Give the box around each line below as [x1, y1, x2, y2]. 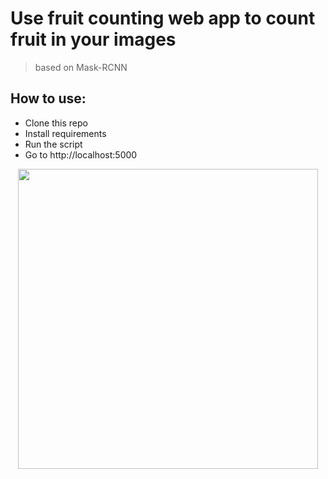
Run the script [24, 138, 83, 150]
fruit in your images [10, 28, 177, 51]
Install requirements [24, 127, 107, 139]
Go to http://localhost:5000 [24, 148, 138, 161]
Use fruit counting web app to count [10, 7, 316, 30]
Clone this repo [24, 117, 88, 129]
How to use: [10, 90, 87, 107]
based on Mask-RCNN [34, 61, 128, 73]
